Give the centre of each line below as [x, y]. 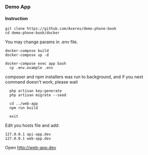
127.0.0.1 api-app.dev [28, 135]
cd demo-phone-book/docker [32, 33]
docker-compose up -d [27, 55]
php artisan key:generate [36, 91]
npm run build [24, 108]
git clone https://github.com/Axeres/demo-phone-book [61, 29]
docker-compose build [27, 51]
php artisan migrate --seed [38, 95]
